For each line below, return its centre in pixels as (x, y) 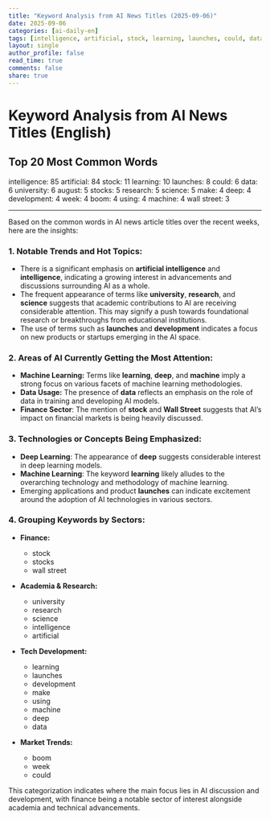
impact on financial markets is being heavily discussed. (111, 418)
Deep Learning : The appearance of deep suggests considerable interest (140, 456)
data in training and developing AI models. (90, 401)
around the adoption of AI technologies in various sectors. (116, 499)
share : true (28, 76)
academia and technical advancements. (74, 807)
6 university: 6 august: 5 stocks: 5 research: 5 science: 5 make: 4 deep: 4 (130, 190)
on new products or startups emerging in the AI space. (110, 337)
